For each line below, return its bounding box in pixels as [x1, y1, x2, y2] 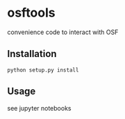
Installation [7, 48, 57, 60]
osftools [7, 5, 56, 21]
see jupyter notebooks [7, 104, 72, 112]
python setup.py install [7, 66, 79, 74]
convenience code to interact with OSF [7, 28, 119, 36]
